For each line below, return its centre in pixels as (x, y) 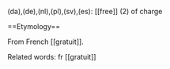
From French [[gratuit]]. (45, 42)
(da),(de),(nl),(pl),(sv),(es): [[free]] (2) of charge (85, 11)
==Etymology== (34, 26)
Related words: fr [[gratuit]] (52, 57)
